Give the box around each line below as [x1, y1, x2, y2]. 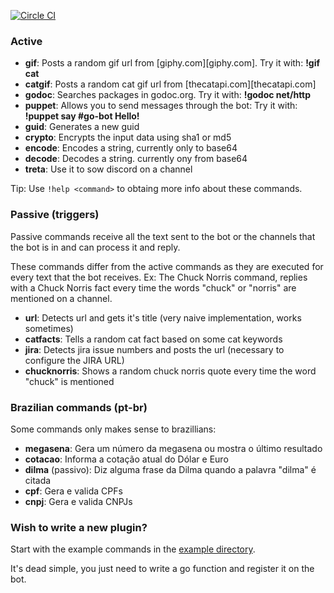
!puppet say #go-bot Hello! [24, 110, 140, 122]
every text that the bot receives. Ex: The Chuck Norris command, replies [10, 271, 308, 283]
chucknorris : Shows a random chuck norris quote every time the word [24, 365, 317, 377]
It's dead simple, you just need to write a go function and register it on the [10, 563, 315, 575]
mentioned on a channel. [10, 292, 113, 304]
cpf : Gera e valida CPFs [24, 485, 123, 497]
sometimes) [24, 322, 74, 334]
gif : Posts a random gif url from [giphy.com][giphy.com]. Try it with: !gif [24, 57, 321, 69]
